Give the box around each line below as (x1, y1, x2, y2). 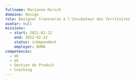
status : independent (14, 40, 57, 45)
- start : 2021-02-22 (9, 30, 52, 35)
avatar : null (5, 21, 32, 26)
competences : (5, 49, 32, 54)
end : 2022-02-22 (14, 35, 48, 40)
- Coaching (9, 68, 32, 73)
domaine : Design (5, 12, 39, 17)
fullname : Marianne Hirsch (5, 7, 61, 12)
